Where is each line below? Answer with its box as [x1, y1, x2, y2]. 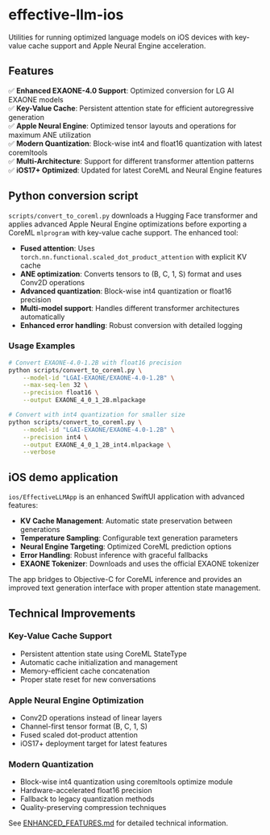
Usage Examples [8, 340, 76, 351]
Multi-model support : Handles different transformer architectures [19, 303, 240, 313]
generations [19, 525, 60, 534]
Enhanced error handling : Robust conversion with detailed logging [19, 320, 243, 330]
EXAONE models [8, 94, 64, 104]
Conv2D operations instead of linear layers [19, 713, 163, 723]
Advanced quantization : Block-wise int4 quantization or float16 [19, 286, 232, 296]
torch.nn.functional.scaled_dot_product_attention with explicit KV [19, 251, 247, 261]
